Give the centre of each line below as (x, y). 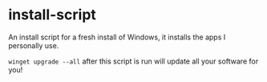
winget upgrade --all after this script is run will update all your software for (133, 61)
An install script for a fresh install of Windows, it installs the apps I (117, 37)
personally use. (34, 45)
